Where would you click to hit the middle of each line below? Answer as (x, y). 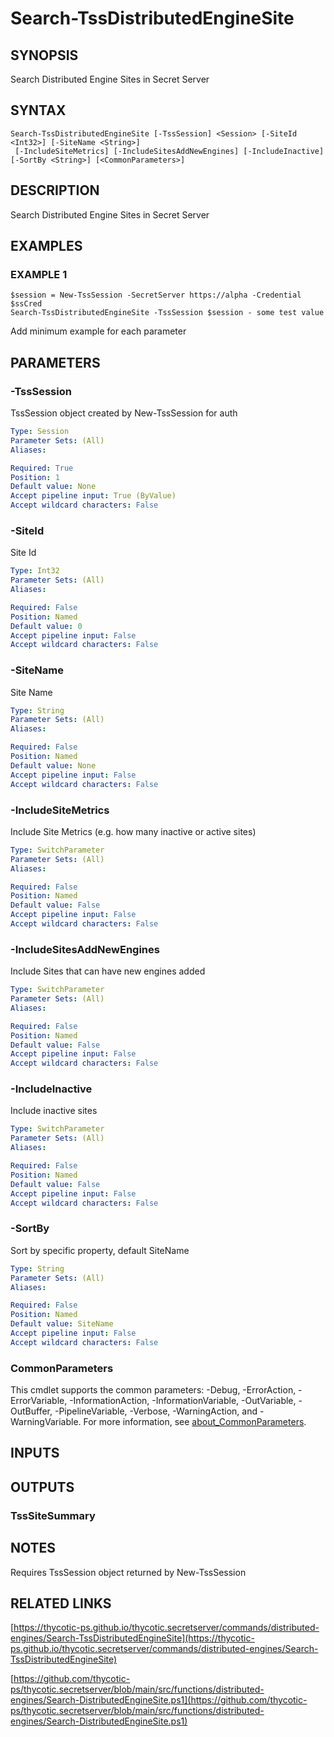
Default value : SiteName (62, 1324)
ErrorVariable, (39, 1401)
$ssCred (26, 304)
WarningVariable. (46, 1422)
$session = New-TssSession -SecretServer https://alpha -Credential (156, 295)
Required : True (42, 468)
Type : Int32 (35, 571)
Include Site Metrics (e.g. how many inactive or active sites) (133, 831)
